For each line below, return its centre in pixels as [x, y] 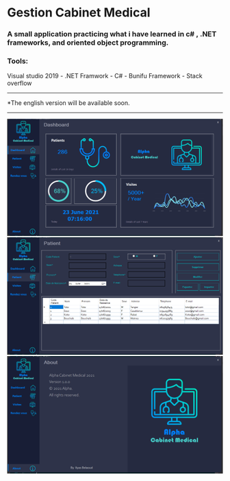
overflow [20, 83]
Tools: [18, 61]
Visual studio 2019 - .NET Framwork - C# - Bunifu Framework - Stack [105, 76]
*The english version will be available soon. [68, 103]
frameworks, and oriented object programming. [88, 43]
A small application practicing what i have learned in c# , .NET [112, 34]
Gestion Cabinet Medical [79, 13]
